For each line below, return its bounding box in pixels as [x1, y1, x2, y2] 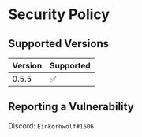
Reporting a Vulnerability [8, 100, 134, 113]
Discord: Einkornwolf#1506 [8, 120, 95, 131]
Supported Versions [8, 37, 109, 50]
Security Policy [8, 6, 110, 24]
